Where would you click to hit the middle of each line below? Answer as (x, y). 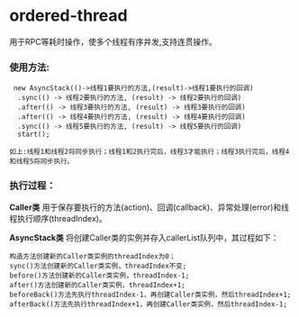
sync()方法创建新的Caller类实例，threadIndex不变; (98, 266)
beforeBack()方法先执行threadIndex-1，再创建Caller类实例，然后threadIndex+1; (150, 294)
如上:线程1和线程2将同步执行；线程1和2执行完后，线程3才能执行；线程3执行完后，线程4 (149, 152)
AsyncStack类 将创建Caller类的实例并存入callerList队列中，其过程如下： (144, 237)
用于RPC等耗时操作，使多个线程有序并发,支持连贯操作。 (113, 41)
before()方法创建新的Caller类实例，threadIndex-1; (100, 276)
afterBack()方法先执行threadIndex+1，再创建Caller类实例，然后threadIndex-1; (149, 304)
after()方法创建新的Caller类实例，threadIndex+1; (98, 285)
